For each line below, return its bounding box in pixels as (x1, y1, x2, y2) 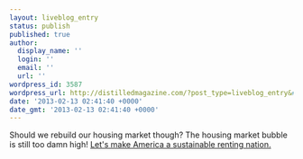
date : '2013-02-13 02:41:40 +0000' (9, 96, 143, 106)
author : (9, 38, 39, 48)
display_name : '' (17, 47, 83, 56)
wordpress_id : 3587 (9, 80, 83, 89)
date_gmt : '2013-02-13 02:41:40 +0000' (9, 105, 160, 114)
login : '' (17, 55, 54, 64)
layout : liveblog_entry (9, 13, 99, 22)
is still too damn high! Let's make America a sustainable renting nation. (9, 139, 271, 150)
